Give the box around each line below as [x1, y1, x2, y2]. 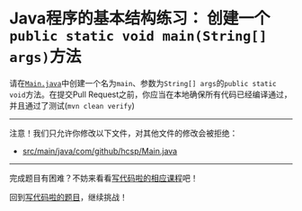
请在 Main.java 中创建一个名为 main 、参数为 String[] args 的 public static [9, 77, 277, 88]
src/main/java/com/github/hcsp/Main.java [22, 145, 178, 156]
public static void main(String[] [9, 28, 268, 45]
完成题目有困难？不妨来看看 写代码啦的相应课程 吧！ [9, 172, 199, 183]
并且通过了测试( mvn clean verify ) [9, 100, 135, 110]
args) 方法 [9, 47, 82, 67]
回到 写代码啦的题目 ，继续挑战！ [9, 191, 128, 202]
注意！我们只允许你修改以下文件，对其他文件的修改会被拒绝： [9, 127, 238, 138]
